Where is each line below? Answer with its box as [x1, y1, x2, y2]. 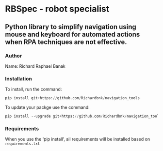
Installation [5, 75, 33, 82]
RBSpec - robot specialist [5, 3, 110, 15]
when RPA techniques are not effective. [5, 38, 127, 46]
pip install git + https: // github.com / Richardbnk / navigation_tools [5, 96, 140, 101]
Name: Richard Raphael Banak [5, 63, 65, 69]
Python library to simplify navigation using [5, 23, 137, 31]
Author [5, 52, 22, 59]
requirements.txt [5, 141, 40, 146]
